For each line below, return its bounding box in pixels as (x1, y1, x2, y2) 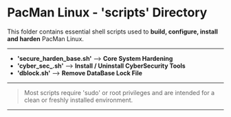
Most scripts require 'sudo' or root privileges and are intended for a (23, 88, 215, 96)
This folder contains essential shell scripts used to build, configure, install (7, 27, 219, 36)
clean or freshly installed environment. (23, 96, 133, 104)
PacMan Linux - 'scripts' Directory (7, 5, 208, 21)
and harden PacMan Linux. (7, 34, 85, 42)
